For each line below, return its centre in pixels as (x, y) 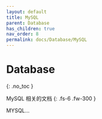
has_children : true (31, 29)
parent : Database (28, 23)
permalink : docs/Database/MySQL (46, 40)
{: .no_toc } (20, 86)
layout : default (26, 12)
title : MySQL (22, 17)
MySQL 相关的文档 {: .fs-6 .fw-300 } (51, 98)
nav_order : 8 (22, 34)
